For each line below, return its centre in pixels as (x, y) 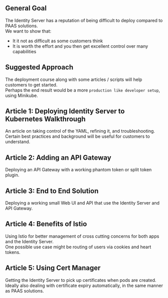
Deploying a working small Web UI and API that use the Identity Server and (82, 203)
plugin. (12, 175)
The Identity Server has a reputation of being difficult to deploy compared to (84, 20)
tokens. (13, 252)
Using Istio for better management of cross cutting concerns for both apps (82, 236)
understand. (18, 142)
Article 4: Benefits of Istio (46, 224)
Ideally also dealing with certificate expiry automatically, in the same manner (84, 285)
